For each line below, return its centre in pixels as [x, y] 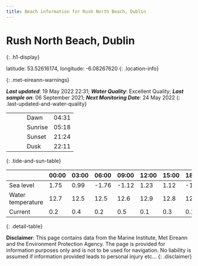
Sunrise [37, 127]
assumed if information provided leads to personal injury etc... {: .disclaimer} [99, 256]
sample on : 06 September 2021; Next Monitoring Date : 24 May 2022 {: [93, 97]
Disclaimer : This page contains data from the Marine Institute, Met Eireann [97, 237]
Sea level [22, 185]
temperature [26, 202]
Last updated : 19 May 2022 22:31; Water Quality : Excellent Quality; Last [95, 91]
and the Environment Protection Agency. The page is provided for [86, 244]
